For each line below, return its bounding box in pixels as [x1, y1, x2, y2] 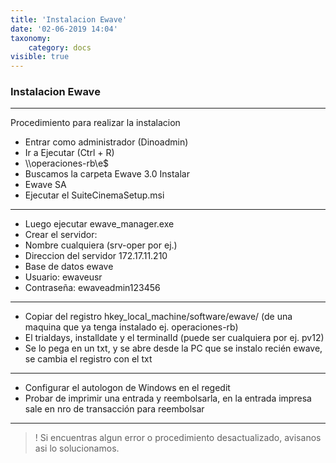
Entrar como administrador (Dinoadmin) [24, 136, 189, 148]
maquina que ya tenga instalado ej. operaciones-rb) [24, 321, 239, 333]
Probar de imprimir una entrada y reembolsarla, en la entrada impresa [24, 392, 312, 405]
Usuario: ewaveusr [24, 271, 103, 283]
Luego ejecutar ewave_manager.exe [24, 218, 175, 230]
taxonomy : [10, 33, 52, 43]
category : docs [28, 42, 92, 53]
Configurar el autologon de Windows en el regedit [24, 382, 231, 394]
